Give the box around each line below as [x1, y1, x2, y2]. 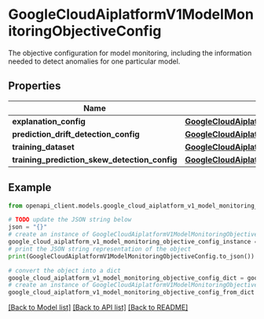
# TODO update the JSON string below [8, 216, 132, 224]
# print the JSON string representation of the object [8, 245, 192, 253]
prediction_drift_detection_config [12, 128, 140, 139]
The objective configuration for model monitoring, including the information [8, 48, 252, 57]
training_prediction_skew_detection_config [12, 154, 178, 165]
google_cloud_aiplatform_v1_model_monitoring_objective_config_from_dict [8, 288, 255, 296]
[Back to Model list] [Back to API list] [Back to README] [8, 302, 189, 312]
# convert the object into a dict [8, 266, 122, 274]
